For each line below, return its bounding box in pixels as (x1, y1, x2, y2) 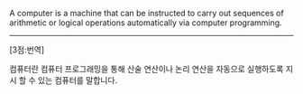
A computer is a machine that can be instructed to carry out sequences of (9, 8, 284, 18)
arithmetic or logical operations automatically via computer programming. (9, 17, 282, 28)
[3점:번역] (9, 44, 45, 55)
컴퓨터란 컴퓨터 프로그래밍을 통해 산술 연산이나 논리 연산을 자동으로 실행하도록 (9, 63, 284, 74)
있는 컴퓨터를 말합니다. (37, 75, 118, 85)
